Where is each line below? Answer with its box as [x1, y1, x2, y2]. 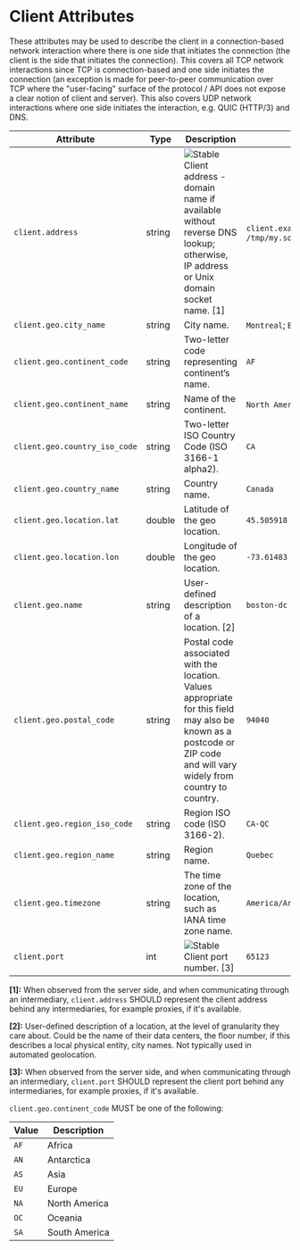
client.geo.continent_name [13, 399, 129, 409]
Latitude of [183, 503, 229, 515]
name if [183, 192, 216, 204]
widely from [183, 770, 234, 782]
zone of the [183, 879, 232, 892]
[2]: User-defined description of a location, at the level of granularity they [9, 1021, 279, 1031]
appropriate [183, 691, 234, 704]
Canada [246, 484, 274, 494]
